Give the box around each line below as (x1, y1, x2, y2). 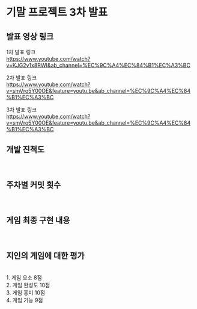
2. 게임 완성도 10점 (6, 281, 50, 289)
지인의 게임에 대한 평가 (6, 251, 85, 261)
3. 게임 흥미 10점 (6, 289, 46, 296)
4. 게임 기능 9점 (6, 296, 43, 304)
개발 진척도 (6, 145, 45, 155)
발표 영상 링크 (6, 31, 54, 42)
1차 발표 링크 (6, 49, 36, 55)
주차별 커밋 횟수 (6, 180, 61, 190)
